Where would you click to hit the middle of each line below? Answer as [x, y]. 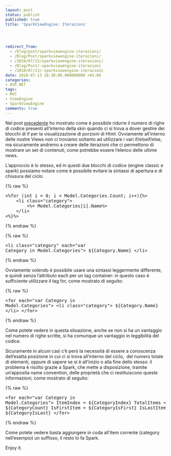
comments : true [21, 108]
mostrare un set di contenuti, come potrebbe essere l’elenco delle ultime [81, 150]
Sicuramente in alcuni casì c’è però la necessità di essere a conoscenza [80, 351]
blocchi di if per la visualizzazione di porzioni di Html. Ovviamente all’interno [85, 133]
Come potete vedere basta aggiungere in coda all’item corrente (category [82, 432]
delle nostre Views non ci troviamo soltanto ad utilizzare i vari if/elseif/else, [83, 139]
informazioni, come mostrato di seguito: [47, 378]
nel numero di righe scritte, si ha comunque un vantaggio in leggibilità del [82, 336]
